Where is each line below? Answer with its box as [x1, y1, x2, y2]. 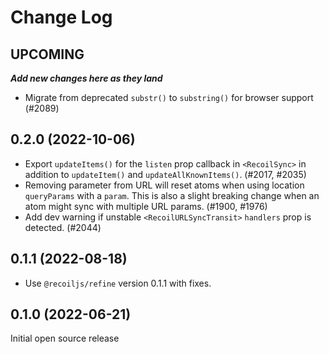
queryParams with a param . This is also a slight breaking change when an [24, 189, 320, 201]
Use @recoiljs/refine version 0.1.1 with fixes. [24, 277, 212, 289]
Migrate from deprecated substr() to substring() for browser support [24, 92, 314, 103]
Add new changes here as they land [10, 72, 163, 84]
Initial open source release [10, 332, 120, 345]
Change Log [10, 6, 113, 29]
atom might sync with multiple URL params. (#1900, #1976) [24, 200, 268, 212]
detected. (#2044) [24, 221, 102, 233]
